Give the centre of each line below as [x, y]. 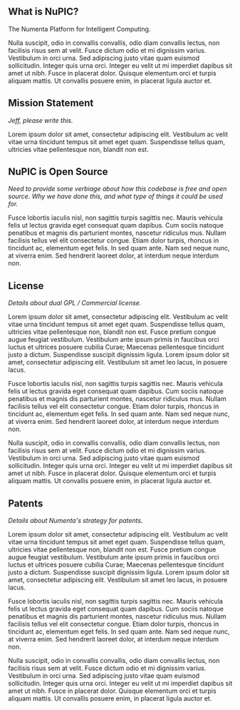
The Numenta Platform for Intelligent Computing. [79, 29]
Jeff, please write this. [41, 120]
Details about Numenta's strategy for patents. [75, 521]
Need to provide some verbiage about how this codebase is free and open [118, 189]
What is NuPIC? [43, 12]
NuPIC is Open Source [58, 172]
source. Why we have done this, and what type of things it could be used [116, 196]
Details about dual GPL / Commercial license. [75, 303]
